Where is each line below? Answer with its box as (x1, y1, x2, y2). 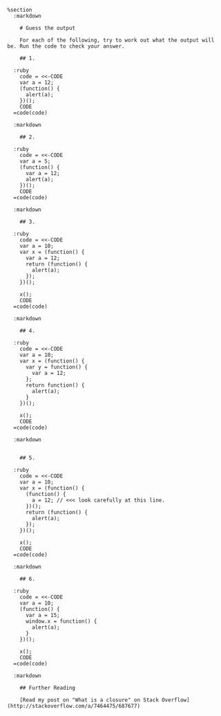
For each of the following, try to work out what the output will (19, 37, 215, 44)
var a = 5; (19, 158, 51, 165)
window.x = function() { (25, 618, 97, 625)
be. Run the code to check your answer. (7, 43, 126, 50)
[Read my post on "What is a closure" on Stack (19, 697, 159, 704)
